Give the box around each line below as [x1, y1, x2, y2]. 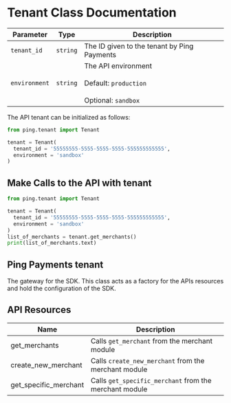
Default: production [84, 78, 146, 87]
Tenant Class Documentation [7, 5, 177, 21]
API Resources [7, 304, 71, 316]
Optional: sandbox [84, 95, 140, 105]
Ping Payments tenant [7, 259, 104, 270]
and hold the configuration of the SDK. [7, 284, 116, 293]
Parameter [12, 30, 48, 39]
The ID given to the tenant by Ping [84, 41, 194, 51]
